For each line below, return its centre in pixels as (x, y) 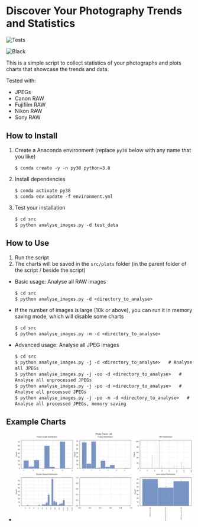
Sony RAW (27, 117)
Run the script (32, 257)
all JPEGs (27, 368)
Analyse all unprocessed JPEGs (53, 380)
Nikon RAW (28, 111)
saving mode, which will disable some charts (69, 316)
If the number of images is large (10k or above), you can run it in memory (103, 310)
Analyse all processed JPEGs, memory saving (70, 404)
